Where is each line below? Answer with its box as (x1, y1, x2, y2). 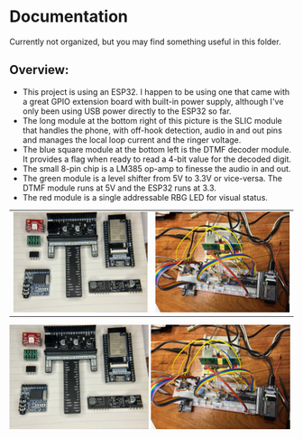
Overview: (9, 62, 69, 78)
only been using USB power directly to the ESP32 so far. (22, 106, 232, 117)
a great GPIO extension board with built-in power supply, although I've (22, 96, 284, 107)
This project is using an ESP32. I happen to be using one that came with (22, 86, 290, 97)
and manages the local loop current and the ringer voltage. (22, 134, 242, 145)
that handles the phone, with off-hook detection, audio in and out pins (22, 125, 282, 135)
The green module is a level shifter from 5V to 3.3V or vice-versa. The (22, 173, 282, 183)
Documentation (9, 6, 129, 27)
